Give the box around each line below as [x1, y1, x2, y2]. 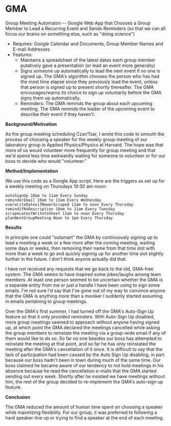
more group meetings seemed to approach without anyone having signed [5, 319, 160, 325]
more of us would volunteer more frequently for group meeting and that [5, 147, 156, 153]
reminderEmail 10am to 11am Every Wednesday [5, 197, 102, 203]
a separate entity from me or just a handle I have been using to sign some [5, 282, 160, 288]
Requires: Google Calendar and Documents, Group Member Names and [12, 40, 163, 46]
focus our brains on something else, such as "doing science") [5, 31, 135, 37]
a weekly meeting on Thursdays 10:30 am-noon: [5, 183, 107, 189]
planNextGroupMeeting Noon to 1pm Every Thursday [5, 215, 113, 220]
